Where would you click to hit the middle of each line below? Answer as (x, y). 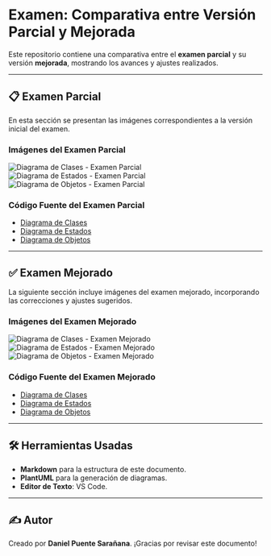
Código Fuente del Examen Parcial (77, 205)
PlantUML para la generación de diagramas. (94, 478)
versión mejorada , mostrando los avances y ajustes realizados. (114, 63)
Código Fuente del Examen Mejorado (82, 377)
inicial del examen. (39, 129)
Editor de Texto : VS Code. (64, 486)
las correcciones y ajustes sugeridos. (71, 301)
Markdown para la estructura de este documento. (103, 469)
